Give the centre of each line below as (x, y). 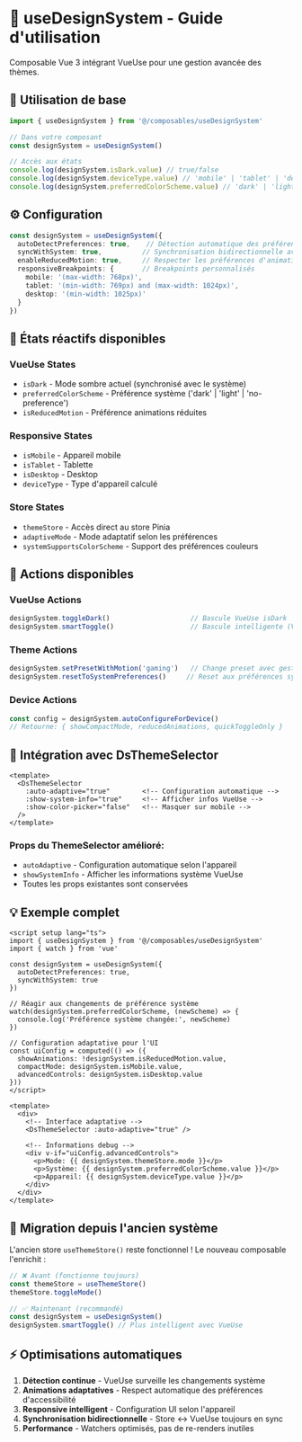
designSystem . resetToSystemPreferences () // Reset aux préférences (146, 677)
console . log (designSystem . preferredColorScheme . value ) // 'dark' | (138, 187)
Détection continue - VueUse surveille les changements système (144, 1381)
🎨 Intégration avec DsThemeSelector (114, 755)
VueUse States (43, 364)
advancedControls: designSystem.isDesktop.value (110, 1075)
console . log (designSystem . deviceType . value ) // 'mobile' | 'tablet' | (144, 179)
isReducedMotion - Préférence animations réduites (115, 413)
